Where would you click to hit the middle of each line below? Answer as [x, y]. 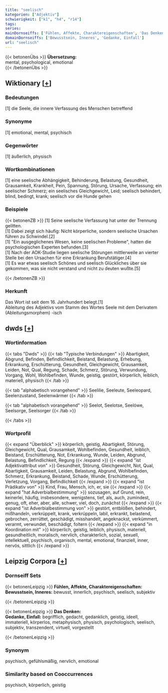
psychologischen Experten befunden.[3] [47, 247]
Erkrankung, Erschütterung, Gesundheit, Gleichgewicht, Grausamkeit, [77, 364]
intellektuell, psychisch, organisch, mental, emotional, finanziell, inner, [77, 540]
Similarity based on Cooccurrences [49, 674]
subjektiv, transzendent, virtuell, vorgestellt [49, 627]
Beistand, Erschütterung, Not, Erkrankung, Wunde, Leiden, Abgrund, [76, 454]
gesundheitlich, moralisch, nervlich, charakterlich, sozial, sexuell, [72, 535]
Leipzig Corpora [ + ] [36, 561]
